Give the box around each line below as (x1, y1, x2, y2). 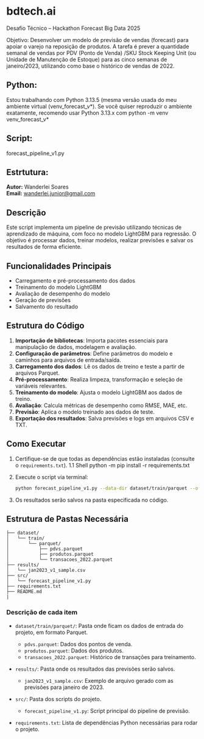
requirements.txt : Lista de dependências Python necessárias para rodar (15, 719, 198, 726)
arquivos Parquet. (15, 369, 60, 377)
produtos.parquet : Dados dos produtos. (24, 647, 124, 654)
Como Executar (6, 439, 66, 449)
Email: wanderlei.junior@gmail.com (6, 190, 96, 197)
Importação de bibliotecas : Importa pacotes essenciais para (15, 337, 169, 344)
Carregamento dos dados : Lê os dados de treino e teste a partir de (15, 362, 185, 370)
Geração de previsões (15, 297, 71, 303)
